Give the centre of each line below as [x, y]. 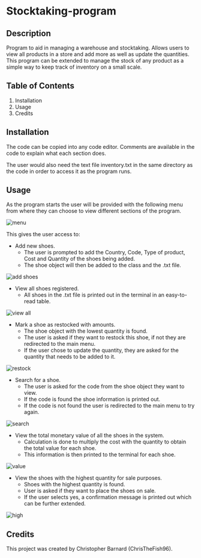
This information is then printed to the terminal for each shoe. [100, 455]
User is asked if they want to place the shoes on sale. [90, 491]
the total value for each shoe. [60, 448]
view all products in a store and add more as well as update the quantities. [98, 54]
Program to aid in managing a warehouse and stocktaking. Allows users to [98, 48]
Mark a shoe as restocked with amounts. [65, 325]
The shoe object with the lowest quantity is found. [86, 331]
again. [31, 412]
